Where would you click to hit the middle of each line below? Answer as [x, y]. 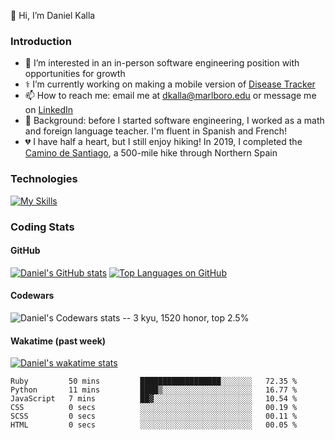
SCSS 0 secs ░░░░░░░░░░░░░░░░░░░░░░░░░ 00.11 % [154, 416]
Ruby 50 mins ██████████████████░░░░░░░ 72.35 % [154, 381]
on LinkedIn [49, 110]
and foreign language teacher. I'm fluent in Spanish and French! [155, 131]
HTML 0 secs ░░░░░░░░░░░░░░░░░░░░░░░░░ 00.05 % [154, 425]
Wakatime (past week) [58, 341]
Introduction [41, 41]
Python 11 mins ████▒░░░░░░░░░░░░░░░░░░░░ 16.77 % [154, 390]
